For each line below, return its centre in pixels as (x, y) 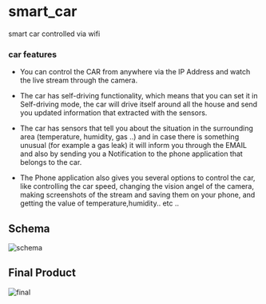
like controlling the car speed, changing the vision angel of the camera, (137, 186)
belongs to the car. (51, 162)
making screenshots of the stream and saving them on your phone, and (137, 195)
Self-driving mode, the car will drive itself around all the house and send (139, 104)
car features (33, 54)
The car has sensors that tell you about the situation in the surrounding (137, 128)
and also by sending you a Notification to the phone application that (131, 154)
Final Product (42, 273)
